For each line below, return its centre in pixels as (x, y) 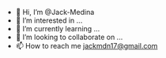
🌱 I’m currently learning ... (58, 29)
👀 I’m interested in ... (49, 20)
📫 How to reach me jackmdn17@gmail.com (87, 46)
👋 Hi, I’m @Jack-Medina (55, 12)
